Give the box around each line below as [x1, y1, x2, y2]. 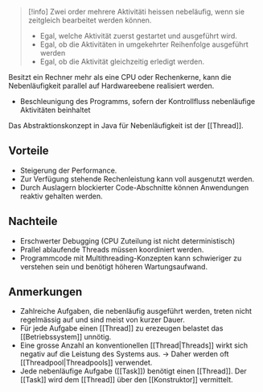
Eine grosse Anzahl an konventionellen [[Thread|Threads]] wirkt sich [19, 340, 249, 350]
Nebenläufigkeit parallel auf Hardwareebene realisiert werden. [8, 81, 215, 90]
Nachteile [8, 215, 58, 228]
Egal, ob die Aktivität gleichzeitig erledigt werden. [39, 56, 205, 66]
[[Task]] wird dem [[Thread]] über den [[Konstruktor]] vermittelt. [19, 375, 233, 385]
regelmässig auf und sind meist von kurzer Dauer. [19, 315, 185, 325]
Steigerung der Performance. [19, 165, 117, 175]
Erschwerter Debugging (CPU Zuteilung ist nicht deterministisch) [19, 236, 236, 245]
